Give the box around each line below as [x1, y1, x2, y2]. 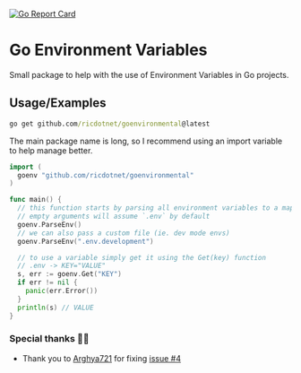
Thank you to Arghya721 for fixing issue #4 [21, 352, 182, 363]
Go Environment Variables [9, 40, 208, 60]
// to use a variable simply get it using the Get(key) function [17, 253, 267, 262]
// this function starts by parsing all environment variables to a [17, 204, 279, 213]
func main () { [9, 195, 63, 204]
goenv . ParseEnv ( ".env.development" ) [17, 237, 154, 246]
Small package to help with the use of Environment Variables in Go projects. [9, 69, 289, 80]
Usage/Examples [9, 95, 107, 111]
